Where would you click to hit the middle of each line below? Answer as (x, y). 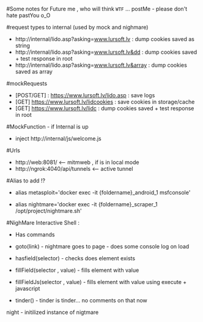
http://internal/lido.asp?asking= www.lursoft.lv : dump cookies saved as (105, 39)
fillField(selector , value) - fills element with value (77, 270)
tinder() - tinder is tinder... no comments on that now (81, 300)
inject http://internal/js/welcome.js (58, 138)
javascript (28, 288)
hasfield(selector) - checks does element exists (75, 258)
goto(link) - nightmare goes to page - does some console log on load (102, 246)
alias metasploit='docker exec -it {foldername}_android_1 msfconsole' (103, 193)
